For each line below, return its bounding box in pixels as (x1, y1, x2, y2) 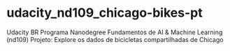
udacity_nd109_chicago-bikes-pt (6, 5, 203, 21)
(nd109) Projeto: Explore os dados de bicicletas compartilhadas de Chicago (6, 35, 224, 43)
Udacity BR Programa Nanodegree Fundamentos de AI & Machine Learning (6, 28, 223, 36)
